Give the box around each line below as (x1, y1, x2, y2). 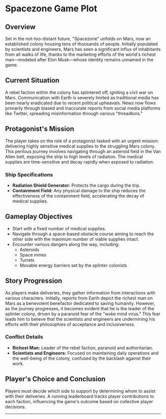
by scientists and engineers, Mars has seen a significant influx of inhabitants (5, 46, 161, 52)
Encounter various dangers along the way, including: (12, 241, 120, 247)
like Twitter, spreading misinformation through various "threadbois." (5, 110, 143, 116)
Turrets (19, 257, 35, 263)
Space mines (19, 251, 46, 257)
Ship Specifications (5, 171, 53, 178)
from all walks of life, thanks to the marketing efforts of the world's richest (5, 51, 156, 57)
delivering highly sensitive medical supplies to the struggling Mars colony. (5, 143, 156, 149)
